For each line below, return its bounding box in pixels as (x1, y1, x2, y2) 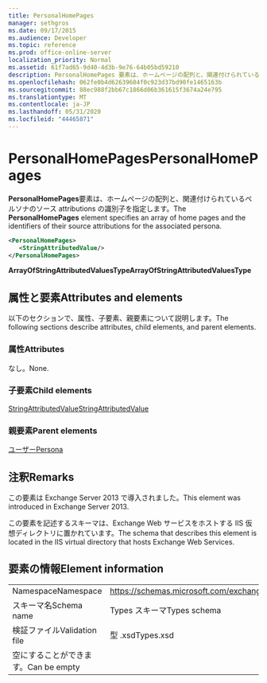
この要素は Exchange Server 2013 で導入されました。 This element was (8, 493, 241, 502)
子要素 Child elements (8, 385, 93, 396)
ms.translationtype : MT (8, 93, 87, 101)
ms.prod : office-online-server (8, 49, 112, 57)
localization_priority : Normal (8, 57, 112, 64)
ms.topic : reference (8, 41, 77, 49)
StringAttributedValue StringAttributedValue (8, 404, 149, 413)
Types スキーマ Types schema (110, 604, 222, 615)
